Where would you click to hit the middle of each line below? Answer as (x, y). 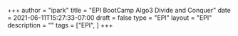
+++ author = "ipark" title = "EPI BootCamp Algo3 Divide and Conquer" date (119, 10)
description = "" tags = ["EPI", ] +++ (60, 25)
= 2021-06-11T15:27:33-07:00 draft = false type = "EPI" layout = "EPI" (110, 18)
